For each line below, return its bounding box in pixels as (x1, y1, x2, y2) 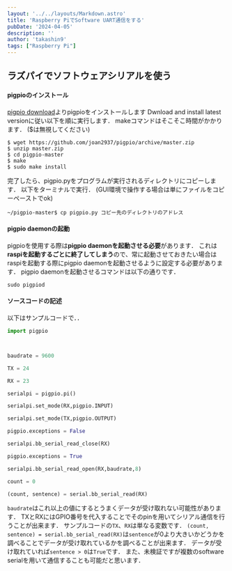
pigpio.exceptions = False (7, 428, 86, 435)
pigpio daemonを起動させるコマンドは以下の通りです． (20, 267, 180, 276)
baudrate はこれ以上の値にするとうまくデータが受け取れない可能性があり (7, 504, 216, 513)
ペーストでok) (13, 194, 54, 202)
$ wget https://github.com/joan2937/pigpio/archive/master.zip (7, 139, 195, 146)
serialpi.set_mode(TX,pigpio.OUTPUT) (7, 415, 117, 422)
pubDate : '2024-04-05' (7, 23, 73, 30)
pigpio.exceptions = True (7, 453, 82, 460)
